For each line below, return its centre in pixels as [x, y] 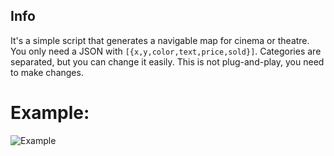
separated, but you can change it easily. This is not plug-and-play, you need [167, 61]
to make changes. [47, 72]
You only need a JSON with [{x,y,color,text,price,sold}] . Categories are [166, 51]
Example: [50, 113]
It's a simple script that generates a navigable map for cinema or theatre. [160, 40]
